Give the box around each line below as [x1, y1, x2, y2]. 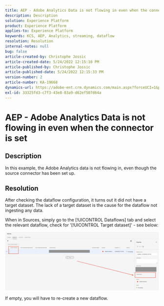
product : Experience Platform [5, 23, 67, 28]
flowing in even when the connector [5, 122, 154, 133]
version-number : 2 [5, 75, 42, 80]
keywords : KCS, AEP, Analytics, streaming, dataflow [5, 34, 115, 39]
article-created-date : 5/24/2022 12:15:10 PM [5, 59, 99, 64]
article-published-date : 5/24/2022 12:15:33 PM [5, 70, 104, 75]
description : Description [5, 13, 58, 18]
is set [5, 132, 28, 143]
